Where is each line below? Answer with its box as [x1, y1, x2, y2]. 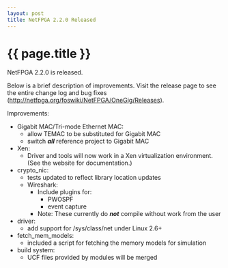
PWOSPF [47, 196, 74, 204]
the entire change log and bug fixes [7, 89, 107, 97]
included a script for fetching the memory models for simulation [27, 239, 207, 247]
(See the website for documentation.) [27, 159, 132, 167]
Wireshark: [27, 180, 58, 189]
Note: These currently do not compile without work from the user [37, 210, 221, 218]
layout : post [7, 10, 44, 17]
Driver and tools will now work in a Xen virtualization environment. [27, 152, 213, 160]
